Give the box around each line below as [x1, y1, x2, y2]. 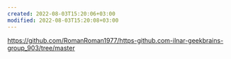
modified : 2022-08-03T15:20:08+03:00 [7, 17, 119, 24]
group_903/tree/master [7, 44, 76, 52]
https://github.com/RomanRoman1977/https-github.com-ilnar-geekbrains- [7, 36, 224, 44]
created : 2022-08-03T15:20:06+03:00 [7, 10, 115, 18]
